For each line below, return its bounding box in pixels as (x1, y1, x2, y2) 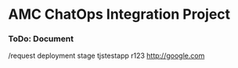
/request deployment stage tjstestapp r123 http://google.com (8, 51, 205, 60)
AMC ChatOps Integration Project (8, 5, 231, 23)
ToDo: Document (8, 34, 74, 45)
